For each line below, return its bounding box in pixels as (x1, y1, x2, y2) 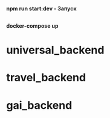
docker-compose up (6, 22, 59, 29)
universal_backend (6, 43, 105, 57)
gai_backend (6, 98, 73, 112)
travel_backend (6, 71, 86, 84)
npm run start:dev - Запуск (6, 5, 77, 12)
